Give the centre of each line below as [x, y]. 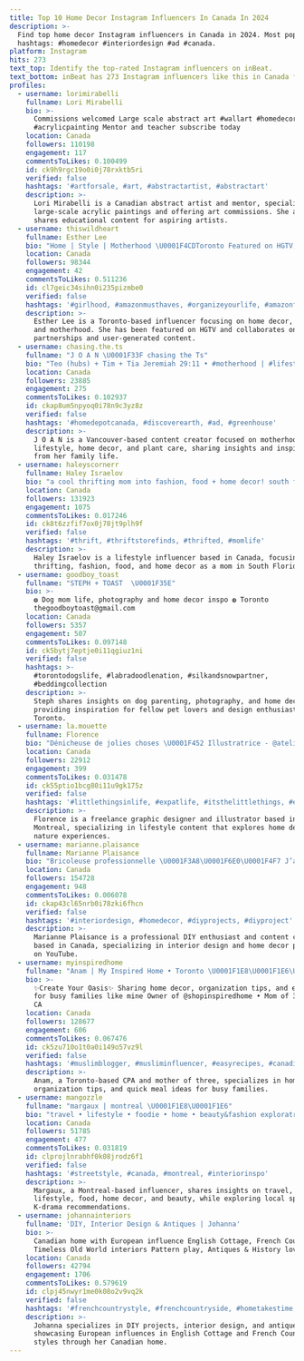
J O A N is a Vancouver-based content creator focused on [145, 440]
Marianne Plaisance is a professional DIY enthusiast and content [161, 937]
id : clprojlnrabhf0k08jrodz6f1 [85, 1157]
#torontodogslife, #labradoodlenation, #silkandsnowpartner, [151, 676]
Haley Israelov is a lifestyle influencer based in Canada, [149, 558]
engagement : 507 [57, 633]
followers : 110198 [60, 144]
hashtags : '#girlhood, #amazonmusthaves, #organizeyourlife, [143, 305]
